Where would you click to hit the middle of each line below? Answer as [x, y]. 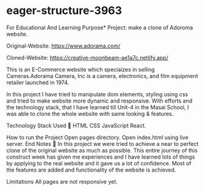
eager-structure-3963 [64, 11]
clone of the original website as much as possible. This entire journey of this [102, 150]
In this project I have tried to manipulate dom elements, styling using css [97, 94]
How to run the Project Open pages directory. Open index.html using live [98, 137]
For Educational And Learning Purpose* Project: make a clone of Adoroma [100, 27]
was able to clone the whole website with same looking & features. [90, 114]
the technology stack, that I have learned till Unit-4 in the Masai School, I [98, 107]
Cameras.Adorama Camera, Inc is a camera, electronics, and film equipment [102, 76]
